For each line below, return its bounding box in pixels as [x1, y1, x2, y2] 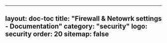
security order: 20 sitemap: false [5, 30, 109, 39]
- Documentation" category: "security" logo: [5, 22, 148, 31]
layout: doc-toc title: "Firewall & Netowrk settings [5, 14, 162, 23]
